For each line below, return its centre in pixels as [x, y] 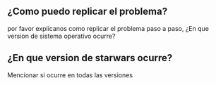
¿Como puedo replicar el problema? [88, 12]
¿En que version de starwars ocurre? [90, 58]
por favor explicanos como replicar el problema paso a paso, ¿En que [108, 28]
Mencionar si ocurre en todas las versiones [70, 75]
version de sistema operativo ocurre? [61, 36]
